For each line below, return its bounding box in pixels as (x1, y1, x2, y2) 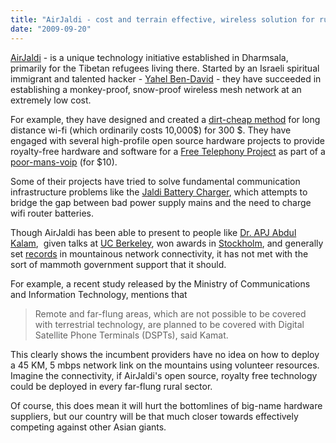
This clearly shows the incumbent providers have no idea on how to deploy (10, 348, 320, 360)
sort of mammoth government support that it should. (10, 258, 227, 270)
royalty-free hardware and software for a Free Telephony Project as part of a (10, 145, 326, 157)
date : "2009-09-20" (10, 24, 92, 34)
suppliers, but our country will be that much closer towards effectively (10, 410, 299, 422)
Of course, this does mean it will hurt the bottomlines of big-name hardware (10, 399, 323, 411)
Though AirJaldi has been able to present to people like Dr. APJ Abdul (10, 226, 297, 238)
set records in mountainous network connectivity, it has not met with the (10, 247, 309, 260)
